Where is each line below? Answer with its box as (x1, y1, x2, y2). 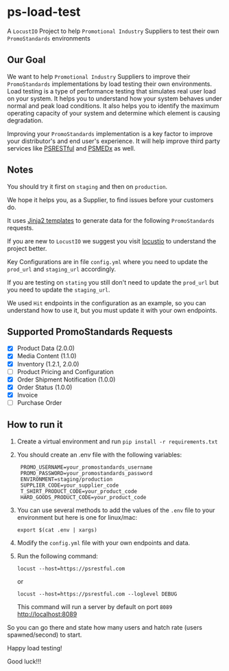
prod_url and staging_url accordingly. (7, 265, 117, 273)
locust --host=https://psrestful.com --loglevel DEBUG (16, 591, 178, 597)
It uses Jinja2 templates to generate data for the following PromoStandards (7, 216, 215, 224)
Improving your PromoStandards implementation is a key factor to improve (7, 129, 213, 137)
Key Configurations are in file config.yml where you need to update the (7, 257, 208, 265)
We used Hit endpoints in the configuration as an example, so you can (7, 298, 206, 307)
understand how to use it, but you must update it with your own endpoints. (7, 306, 217, 314)
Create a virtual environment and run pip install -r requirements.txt (16, 437, 218, 445)
